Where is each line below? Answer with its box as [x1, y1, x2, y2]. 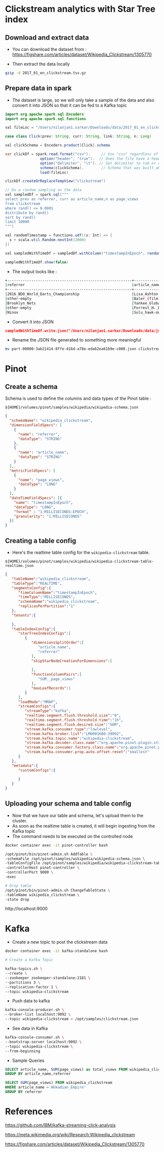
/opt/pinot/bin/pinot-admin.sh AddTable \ [5, 852, 93, 857]
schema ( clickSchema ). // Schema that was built [40, 165, 154, 170]
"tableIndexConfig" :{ [11, 626, 56, 632]
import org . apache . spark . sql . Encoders [5, 112, 84, 117]
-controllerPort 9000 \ [5, 870, 54, 875]
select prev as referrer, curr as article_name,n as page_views [5, 197, 139, 202]
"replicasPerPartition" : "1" [18, 604, 76, 609]
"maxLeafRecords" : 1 [31, 686, 71, 690]
